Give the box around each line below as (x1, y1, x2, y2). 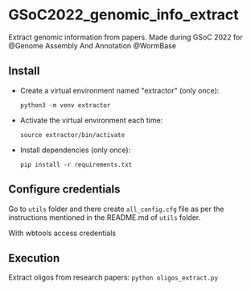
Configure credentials (8, 183, 121, 197)
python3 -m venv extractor (19, 101, 111, 110)
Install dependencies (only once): (19, 145, 131, 155)
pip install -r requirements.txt (19, 160, 133, 168)
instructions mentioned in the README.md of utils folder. (8, 212, 201, 222)
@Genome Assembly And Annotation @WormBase (8, 40, 177, 50)
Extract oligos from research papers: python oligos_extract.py (8, 272, 219, 283)
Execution (8, 251, 60, 265)
